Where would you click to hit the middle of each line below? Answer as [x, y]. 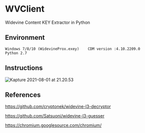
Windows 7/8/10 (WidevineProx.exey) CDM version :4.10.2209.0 [72, 49]
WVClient [25, 9]
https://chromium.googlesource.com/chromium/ [53, 125]
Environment [25, 38]
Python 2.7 [16, 53]
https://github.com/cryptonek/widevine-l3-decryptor [58, 107]
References [23, 95]
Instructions [24, 68]
